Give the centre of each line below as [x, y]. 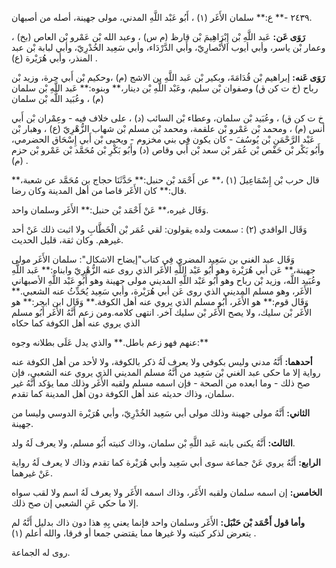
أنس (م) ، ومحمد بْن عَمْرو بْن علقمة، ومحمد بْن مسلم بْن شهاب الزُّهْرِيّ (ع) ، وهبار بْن [168, 128]
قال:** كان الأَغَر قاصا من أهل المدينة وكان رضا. [99, 190]
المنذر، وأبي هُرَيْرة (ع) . [54, 58]
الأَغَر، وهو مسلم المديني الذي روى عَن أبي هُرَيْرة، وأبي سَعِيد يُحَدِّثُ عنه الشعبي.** [162, 291]
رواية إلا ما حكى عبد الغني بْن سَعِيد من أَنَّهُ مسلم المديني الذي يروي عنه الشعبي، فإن [166, 372]
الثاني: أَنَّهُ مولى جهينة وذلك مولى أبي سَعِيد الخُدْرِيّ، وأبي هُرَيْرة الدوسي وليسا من [161, 413]
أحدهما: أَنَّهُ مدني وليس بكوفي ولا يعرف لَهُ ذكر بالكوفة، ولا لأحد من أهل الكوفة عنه [162, 361]
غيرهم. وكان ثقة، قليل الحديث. [67, 240]
